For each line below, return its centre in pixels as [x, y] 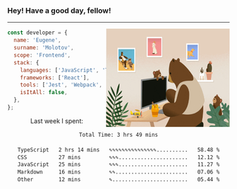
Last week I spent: [57, 121]
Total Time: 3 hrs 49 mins [119, 134]
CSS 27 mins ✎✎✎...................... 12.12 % [119, 157]
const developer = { [38, 33]
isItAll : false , [44, 93]
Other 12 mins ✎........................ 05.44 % [119, 180]
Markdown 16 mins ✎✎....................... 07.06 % [119, 172]
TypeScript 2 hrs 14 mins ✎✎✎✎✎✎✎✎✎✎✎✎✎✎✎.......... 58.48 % [119, 150]
